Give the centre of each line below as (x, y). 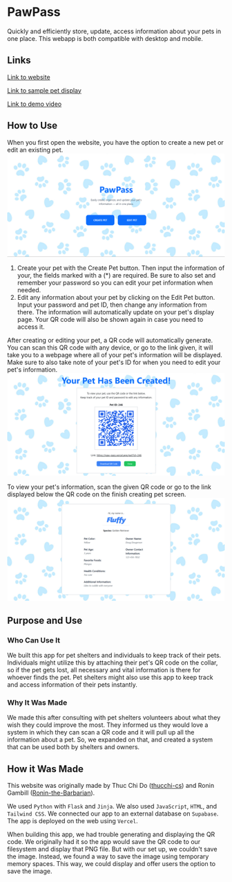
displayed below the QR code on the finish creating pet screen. (97, 494)
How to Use (32, 126)
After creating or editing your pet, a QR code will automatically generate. (110, 340)
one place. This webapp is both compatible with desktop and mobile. (105, 38)
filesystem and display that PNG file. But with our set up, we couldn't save (112, 849)
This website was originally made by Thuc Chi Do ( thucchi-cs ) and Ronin (111, 786)
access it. (31, 327)
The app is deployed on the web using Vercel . (72, 821)
